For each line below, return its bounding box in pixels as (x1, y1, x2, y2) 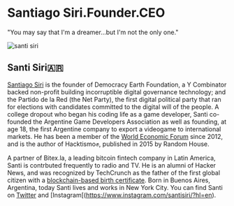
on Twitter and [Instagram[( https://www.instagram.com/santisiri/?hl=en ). (7, 191, 217, 199)
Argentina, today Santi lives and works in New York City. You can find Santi (7, 183, 224, 191)
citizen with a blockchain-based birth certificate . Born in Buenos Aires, (7, 176, 211, 184)
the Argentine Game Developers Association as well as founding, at (32, 117, 227, 126)
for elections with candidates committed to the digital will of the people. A (7, 103, 219, 111)
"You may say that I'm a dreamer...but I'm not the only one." (7, 28, 179, 36)
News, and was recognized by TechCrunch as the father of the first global (7, 168, 221, 177)
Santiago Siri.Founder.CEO (7, 5, 166, 21)
